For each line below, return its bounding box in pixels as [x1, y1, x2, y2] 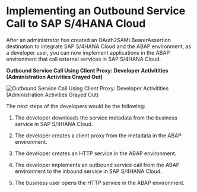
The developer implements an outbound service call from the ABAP [14, 161, 180, 168]
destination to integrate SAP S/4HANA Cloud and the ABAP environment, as [6, 43, 192, 50]
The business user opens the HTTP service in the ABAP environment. [14, 179, 185, 186]
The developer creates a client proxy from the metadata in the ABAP [14, 132, 182, 139]
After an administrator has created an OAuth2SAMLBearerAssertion [6, 36, 171, 43]
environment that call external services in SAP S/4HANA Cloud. [6, 55, 161, 62]
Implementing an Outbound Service [6, 4, 186, 18]
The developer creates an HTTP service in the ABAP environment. [14, 150, 177, 157]
